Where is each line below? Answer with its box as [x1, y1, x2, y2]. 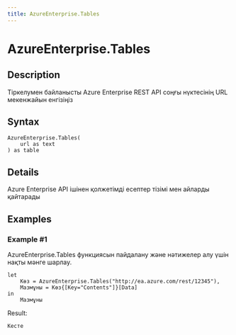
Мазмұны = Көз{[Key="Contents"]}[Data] [20, 284, 138, 291]
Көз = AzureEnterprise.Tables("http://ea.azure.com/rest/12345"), [20, 278, 220, 285]
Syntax [7, 116, 40, 128]
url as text [20, 141, 55, 148]
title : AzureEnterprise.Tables [7, 10, 100, 18]
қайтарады [7, 193, 40, 201]
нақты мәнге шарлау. [7, 258, 72, 266]
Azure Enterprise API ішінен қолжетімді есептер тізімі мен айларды [7, 185, 210, 193]
